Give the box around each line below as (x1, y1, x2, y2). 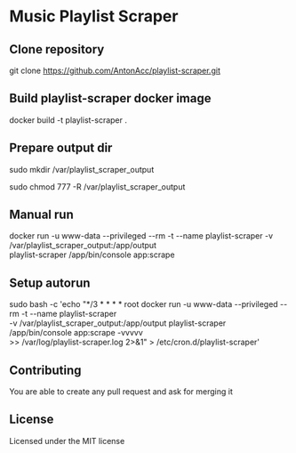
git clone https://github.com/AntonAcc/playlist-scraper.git (9, 65, 220, 76)
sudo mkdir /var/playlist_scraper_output (9, 164, 155, 174)
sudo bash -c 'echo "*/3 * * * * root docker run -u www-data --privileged (9, 299, 278, 310)
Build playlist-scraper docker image (9, 91, 212, 106)
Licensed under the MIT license (9, 435, 125, 446)
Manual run (9, 207, 74, 222)
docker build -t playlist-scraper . (9, 114, 127, 125)
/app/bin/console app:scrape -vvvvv (9, 328, 144, 338)
